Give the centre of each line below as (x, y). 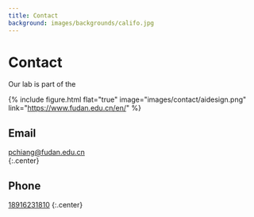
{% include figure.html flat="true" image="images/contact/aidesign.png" (127, 99)
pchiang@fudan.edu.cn (46, 153)
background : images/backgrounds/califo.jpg (81, 23)
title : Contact (33, 15)
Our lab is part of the (42, 84)
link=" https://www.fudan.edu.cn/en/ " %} (75, 108)
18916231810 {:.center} (46, 205)
